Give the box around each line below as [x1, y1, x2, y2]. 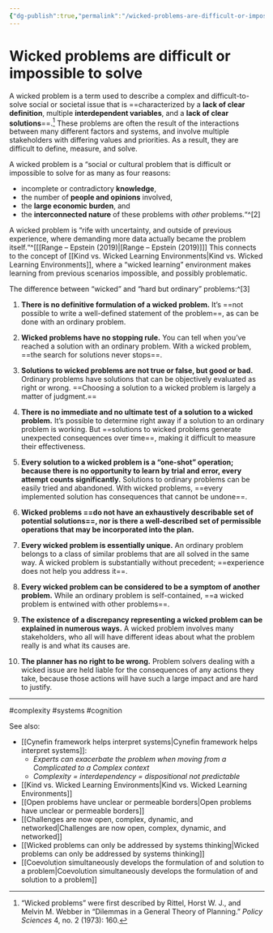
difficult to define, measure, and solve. [9, 143, 138, 154]
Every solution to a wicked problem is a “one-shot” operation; [20, 457, 234, 467]
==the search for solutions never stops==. [20, 350, 163, 360]
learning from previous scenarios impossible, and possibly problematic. [9, 268, 248, 278]
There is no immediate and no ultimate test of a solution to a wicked [20, 407, 254, 417]
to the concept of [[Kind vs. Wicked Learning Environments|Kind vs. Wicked [9, 251, 263, 261]
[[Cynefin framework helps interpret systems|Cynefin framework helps [20, 737, 258, 747]
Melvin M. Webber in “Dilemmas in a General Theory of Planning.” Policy [20, 907, 263, 917]
